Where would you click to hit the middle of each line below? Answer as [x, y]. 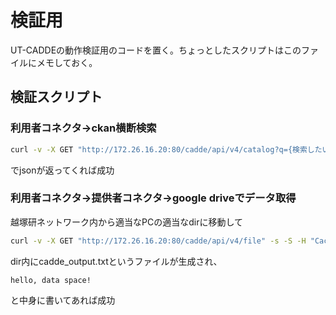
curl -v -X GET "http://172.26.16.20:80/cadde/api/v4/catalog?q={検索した [166, 149]
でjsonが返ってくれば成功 [62, 170]
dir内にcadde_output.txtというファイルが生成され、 [116, 261]
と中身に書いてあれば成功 [63, 300]
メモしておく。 [67, 62]
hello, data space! [51, 280]
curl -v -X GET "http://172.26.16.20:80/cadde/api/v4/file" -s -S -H [158, 241]
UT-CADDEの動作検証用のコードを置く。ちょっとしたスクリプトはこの [156, 50]
